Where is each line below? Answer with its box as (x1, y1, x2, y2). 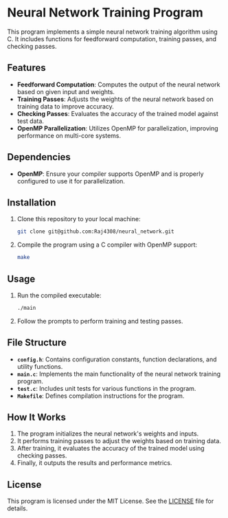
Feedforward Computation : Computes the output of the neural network (16, 80, 220, 89)
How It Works (7, 412, 67, 423)
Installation (7, 196, 56, 208)
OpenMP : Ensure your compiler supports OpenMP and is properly (16, 170, 204, 178)
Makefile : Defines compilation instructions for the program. (16, 392, 185, 400)
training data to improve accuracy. (16, 102, 115, 111)
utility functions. (16, 362, 63, 370)
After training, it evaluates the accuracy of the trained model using (16, 444, 205, 453)
